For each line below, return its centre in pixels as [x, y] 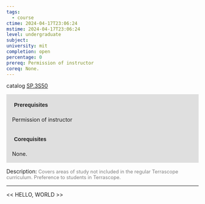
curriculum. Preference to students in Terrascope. [63, 178]
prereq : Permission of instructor [50, 63]
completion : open [28, 52]
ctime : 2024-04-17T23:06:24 [42, 23]
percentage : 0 [24, 57]
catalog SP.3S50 [27, 86]
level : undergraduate [34, 35]
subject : [17, 40]
